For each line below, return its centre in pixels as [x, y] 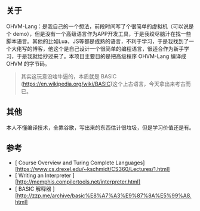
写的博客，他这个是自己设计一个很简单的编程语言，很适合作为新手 [103, 48]
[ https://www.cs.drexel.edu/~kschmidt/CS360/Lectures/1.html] [92, 169]
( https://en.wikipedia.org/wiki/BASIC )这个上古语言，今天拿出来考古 [103, 84]
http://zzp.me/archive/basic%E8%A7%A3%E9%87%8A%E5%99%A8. [104, 195]
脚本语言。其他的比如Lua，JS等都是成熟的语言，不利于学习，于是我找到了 [98, 41]
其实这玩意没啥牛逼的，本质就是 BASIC [69, 76]
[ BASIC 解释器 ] [35, 189]
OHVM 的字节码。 [28, 63]
